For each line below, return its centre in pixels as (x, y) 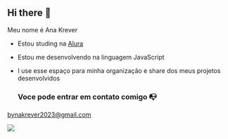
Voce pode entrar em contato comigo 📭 (87, 97)
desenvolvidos (39, 78)
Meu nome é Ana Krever (43, 29)
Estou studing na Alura (50, 44)
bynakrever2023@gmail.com (49, 115)
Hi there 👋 (29, 13)
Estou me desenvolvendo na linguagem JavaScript (91, 57)
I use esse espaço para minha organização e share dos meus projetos (119, 70)
